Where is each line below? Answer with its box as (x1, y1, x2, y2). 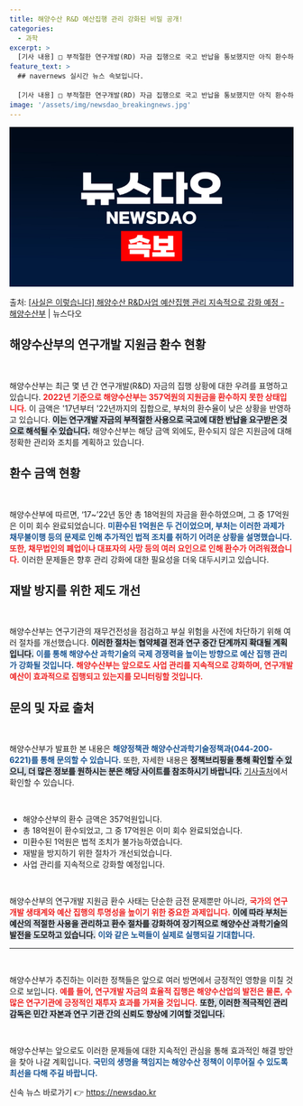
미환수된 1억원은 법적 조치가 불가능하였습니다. (22, 836, 183, 848)
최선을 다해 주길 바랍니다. (9, 1068, 98, 1079)
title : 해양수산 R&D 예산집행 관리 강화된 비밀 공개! (9, 14, 183, 23)
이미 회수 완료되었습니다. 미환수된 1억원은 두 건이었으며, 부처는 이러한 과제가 (18, 520, 285, 531)
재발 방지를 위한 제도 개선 (9, 583, 142, 599)
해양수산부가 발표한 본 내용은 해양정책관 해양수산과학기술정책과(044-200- (9, 743, 273, 754)
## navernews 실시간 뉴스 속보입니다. (17, 72, 144, 81)
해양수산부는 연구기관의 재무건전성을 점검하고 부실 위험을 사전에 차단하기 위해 (9, 626, 282, 637)
